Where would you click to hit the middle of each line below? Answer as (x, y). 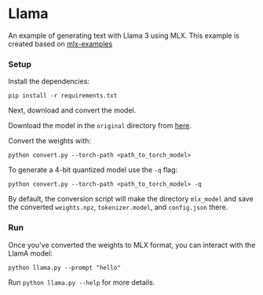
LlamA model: (30, 253)
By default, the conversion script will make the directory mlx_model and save (131, 199)
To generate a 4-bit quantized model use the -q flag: (93, 170)
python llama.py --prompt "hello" (65, 267)
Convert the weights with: (50, 141)
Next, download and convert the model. (72, 110)
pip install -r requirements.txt (63, 96)
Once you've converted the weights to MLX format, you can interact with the (132, 245)
